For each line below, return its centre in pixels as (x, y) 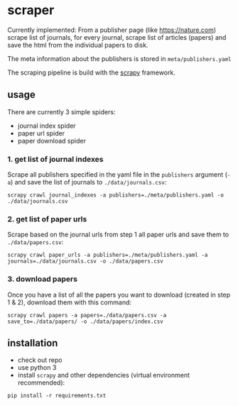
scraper (31, 10)
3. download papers (43, 279)
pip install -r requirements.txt (57, 396)
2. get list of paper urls (47, 219)
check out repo (40, 360)
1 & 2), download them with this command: (70, 302)
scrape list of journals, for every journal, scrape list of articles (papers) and (117, 37)
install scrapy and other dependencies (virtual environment (104, 375)
